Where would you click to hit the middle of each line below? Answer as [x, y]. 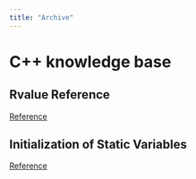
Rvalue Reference [60, 95]
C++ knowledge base [90, 61]
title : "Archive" [42, 17]
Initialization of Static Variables [98, 145]
